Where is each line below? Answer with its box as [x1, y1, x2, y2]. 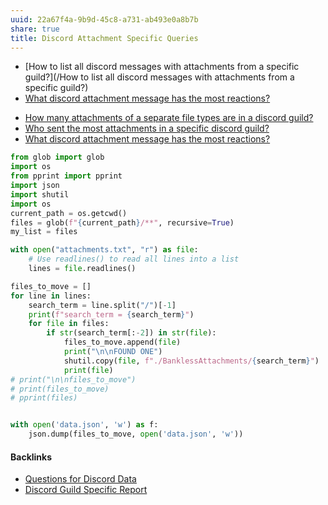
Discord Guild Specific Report [24, 484, 148, 496]
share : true [10, 24, 60, 34]
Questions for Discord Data [24, 473, 137, 485]
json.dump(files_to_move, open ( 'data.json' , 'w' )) [28, 429, 244, 440]
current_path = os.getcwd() [10, 208, 128, 218]
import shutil [10, 189, 70, 200]
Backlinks [10, 451, 53, 463]
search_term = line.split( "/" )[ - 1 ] [28, 300, 177, 310]
